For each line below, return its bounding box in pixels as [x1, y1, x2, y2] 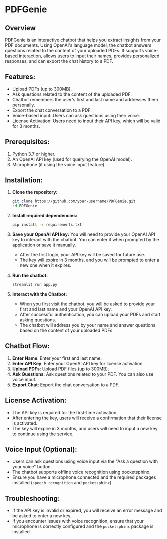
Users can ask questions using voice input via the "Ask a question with [12, 458, 158, 464]
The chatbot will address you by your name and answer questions [19, 322, 156, 328]
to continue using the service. [12, 431, 74, 437]
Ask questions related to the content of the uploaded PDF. [12, 91, 132, 97]
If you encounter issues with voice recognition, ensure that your [12, 518, 144, 524]
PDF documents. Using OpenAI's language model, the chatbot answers [5, 42, 152, 48]
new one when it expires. [19, 262, 72, 268]
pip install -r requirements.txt [12, 222, 82, 227]
